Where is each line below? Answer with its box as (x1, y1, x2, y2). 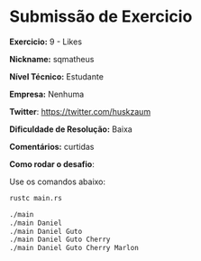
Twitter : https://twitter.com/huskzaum (9, 106, 151, 117)
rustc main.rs (9, 193, 63, 202)
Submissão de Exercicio (9, 6, 193, 27)
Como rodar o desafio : (9, 158, 95, 169)
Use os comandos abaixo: (9, 176, 106, 187)
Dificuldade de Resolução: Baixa (9, 124, 132, 135)
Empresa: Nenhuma (9, 89, 85, 99)
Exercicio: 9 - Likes (9, 36, 83, 47)
